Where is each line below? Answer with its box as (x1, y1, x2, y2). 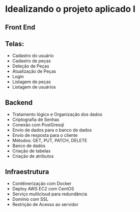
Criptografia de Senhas (12, 117, 59, 122)
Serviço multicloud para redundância (12, 191, 87, 197)
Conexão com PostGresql (12, 122, 64, 128)
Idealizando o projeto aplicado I (5, 3, 136, 15)
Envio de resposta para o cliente (12, 132, 78, 138)
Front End (5, 23, 35, 31)
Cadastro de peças (12, 58, 51, 64)
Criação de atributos (12, 153, 54, 159)
